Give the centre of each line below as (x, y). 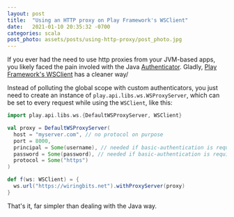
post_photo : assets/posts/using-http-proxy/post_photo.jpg (95, 40)
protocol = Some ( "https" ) (51, 160)
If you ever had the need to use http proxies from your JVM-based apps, (111, 59)
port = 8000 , (32, 141)
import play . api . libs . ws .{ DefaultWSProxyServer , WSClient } (95, 116)
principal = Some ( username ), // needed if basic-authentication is (114, 147)
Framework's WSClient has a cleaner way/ (68, 75)
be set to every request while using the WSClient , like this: (90, 103)
